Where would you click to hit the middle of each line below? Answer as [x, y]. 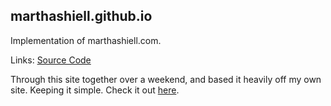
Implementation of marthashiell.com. [86, 40]
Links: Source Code [51, 60]
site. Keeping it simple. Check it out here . [95, 90]
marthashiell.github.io [81, 16]
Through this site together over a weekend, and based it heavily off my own [166, 79]
